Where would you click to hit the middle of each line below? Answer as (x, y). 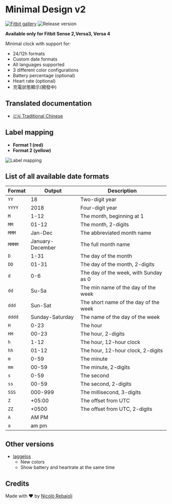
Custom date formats (35, 59)
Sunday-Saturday (52, 317)
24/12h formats (29, 53)
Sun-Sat (41, 305)
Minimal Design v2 (46, 10)
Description (122, 191)
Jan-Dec (41, 233)
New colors (33, 462)
